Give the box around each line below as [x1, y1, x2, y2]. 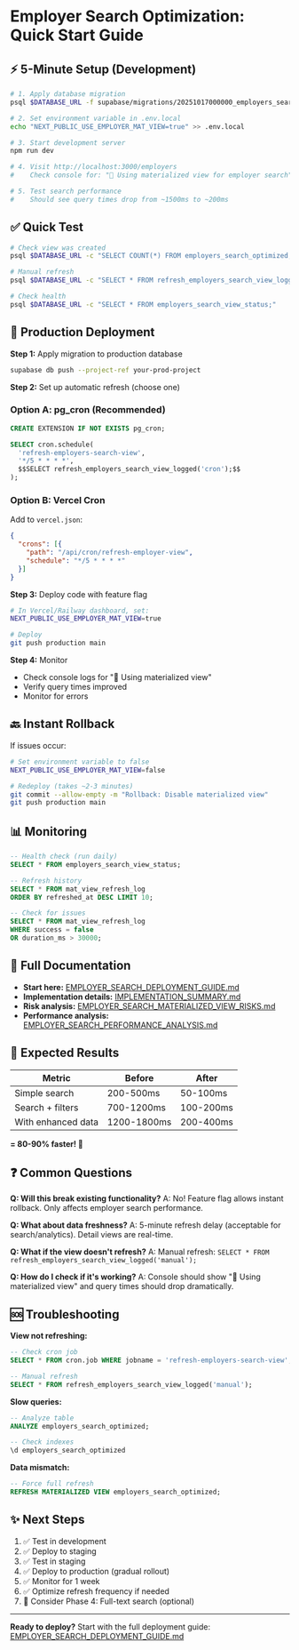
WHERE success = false [10, 925, 94, 934]
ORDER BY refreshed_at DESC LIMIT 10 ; [10, 893, 153, 901]
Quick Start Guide [10, 25, 145, 45]
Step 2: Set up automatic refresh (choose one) [10, 381, 181, 392]
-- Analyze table [10, 1414, 75, 1422]
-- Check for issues [10, 909, 87, 917]
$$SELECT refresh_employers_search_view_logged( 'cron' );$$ [18, 465, 241, 474]
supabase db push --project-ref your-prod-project [10, 365, 201, 374]
